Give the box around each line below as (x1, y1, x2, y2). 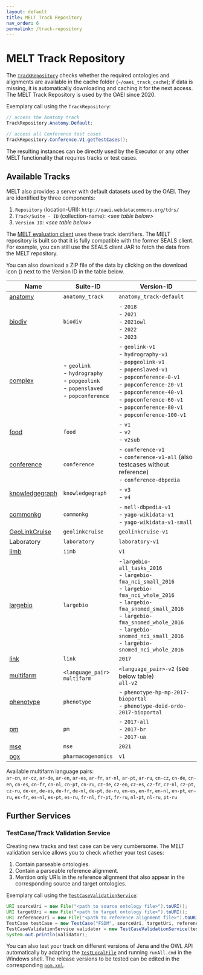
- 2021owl (118, 317, 146, 325)
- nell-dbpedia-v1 (118, 503, 171, 511)
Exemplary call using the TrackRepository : (6, 103, 111, 110)
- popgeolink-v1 (118, 357, 165, 366)
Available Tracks (6, 172, 71, 182)
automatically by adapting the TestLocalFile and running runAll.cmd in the (6, 949, 192, 956)
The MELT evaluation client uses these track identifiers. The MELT (6, 230, 171, 238)
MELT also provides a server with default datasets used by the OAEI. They (6, 187, 190, 195)
